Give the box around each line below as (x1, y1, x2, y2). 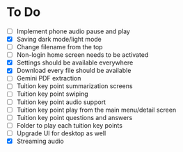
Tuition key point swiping (16, 90, 88, 98)
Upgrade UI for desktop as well (16, 129, 106, 137)
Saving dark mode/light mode (16, 35, 102, 43)
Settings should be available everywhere (16, 58, 134, 67)
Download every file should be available (16, 67, 132, 75)
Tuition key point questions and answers (16, 113, 133, 121)
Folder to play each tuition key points (16, 121, 123, 129)
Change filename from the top (16, 43, 103, 51)
